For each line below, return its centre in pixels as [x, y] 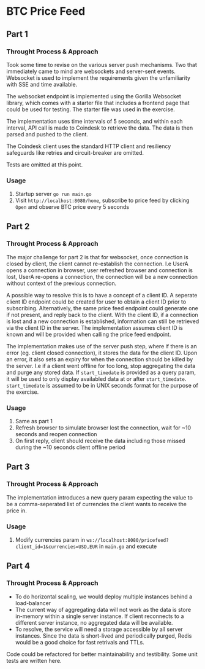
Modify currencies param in [50, 540]
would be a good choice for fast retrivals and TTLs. [80, 642]
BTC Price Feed [46, 11]
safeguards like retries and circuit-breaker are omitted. [75, 152]
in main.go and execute [128, 546]
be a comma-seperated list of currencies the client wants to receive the [96, 504]
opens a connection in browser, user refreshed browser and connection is [99, 270]
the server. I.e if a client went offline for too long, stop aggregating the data [101, 366]
